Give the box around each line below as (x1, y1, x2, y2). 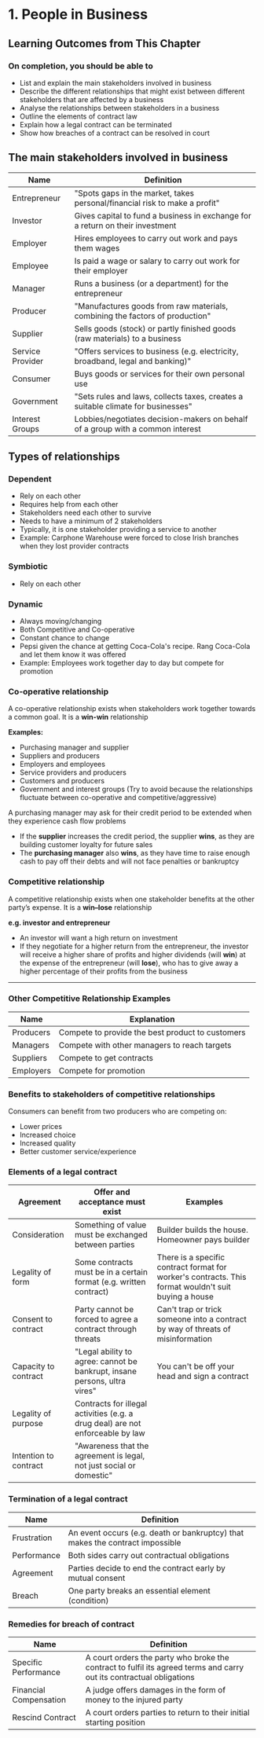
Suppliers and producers (19, 751, 101, 761)
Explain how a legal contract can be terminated (19, 119, 173, 129)
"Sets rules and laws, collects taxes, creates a (74, 390, 244, 401)
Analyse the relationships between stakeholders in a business (19, 103, 220, 112)
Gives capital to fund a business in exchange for (74, 210, 251, 221)
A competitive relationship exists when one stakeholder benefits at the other (8, 894, 255, 904)
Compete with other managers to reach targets (58, 1039, 232, 1050)
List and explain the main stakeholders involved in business (19, 78, 212, 87)
